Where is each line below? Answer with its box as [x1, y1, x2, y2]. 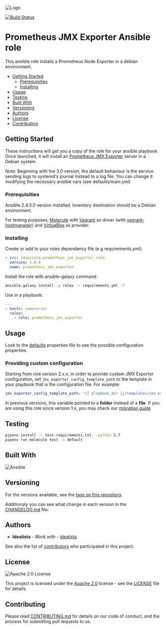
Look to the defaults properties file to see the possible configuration [5, 342, 144, 348]
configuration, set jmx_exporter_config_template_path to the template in [5, 376, 152, 382]
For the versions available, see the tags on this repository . [5, 492, 123, 497]
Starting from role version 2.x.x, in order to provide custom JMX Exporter [5, 371, 154, 377]
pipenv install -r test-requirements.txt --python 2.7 [5, 433, 121, 438]
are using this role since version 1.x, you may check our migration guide [5, 405, 151, 411]
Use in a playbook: [5, 292, 43, 298]
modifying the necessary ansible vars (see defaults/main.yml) [5, 179, 131, 184]
